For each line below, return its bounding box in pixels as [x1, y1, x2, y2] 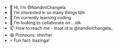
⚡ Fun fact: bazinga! [9, 37, 50, 43]
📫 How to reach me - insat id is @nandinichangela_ [9, 25, 113, 31]
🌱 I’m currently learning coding [9, 15, 72, 20]
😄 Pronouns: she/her [9, 32, 52, 38]
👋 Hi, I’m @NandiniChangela [9, 5, 66, 10]
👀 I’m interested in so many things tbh [9, 10, 85, 15]
